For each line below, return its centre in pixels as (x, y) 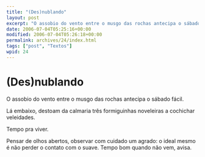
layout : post (23, 18)
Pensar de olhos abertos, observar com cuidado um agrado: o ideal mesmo (101, 141)
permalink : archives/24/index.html (52, 40)
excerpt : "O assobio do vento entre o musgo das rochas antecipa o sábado (103, 23)
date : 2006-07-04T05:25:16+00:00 (49, 29)
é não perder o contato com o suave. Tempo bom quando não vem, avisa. (99, 147)
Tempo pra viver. (27, 129)
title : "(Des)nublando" (37, 12)
